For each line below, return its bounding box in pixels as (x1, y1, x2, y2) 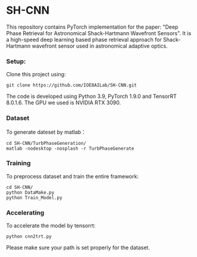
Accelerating (6, 208, 45, 216)
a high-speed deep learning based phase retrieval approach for (6, 36, 162, 43)
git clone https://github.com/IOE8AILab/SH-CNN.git (6, 82, 137, 88)
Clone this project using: (6, 71, 66, 78)
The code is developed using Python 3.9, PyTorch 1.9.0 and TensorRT (6, 93, 177, 100)
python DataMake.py (6, 189, 55, 196)
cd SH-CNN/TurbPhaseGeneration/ (6, 140, 86, 146)
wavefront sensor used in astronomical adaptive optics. (32, 42, 168, 49)
